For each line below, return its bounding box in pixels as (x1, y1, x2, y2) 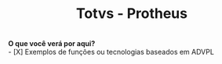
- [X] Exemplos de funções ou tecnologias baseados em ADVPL (8, 47, 214, 56)
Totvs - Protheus (75, 5, 188, 23)
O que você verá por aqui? (8, 38, 96, 48)
